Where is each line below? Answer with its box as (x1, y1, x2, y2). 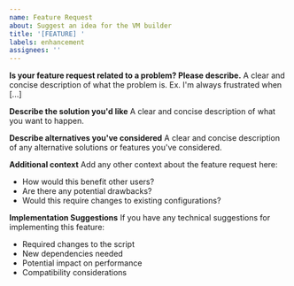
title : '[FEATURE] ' (9, 29, 86, 38)
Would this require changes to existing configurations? (21, 196, 221, 206)
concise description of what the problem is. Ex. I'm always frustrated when (9, 80, 282, 90)
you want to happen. (9, 116, 84, 127)
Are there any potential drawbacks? (21, 186, 152, 197)
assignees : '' (9, 46, 62, 55)
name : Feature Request (9, 12, 93, 22)
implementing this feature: (9, 222, 104, 233)
